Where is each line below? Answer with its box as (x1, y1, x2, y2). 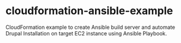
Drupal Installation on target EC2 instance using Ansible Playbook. (5, 29, 167, 37)
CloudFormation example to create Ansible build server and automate (5, 24, 176, 31)
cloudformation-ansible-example (5, 4, 173, 18)
